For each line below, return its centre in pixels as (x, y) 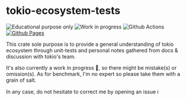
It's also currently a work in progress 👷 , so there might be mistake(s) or (91, 67)
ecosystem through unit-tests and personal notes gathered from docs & (92, 50)
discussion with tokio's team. (41, 56)
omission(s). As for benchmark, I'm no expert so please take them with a (93, 74)
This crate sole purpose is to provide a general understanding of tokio (90, 44)
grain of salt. (21, 80)
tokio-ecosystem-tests (63, 11)
